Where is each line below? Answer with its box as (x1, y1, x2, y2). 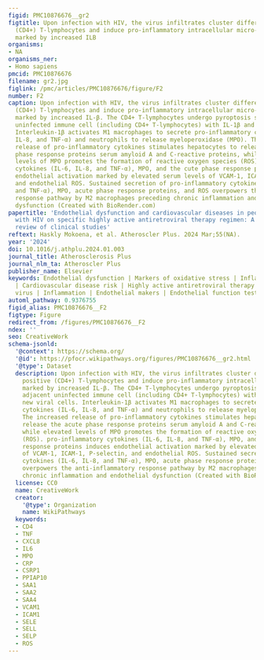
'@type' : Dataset (15, 362, 72, 370)
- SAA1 (15, 581, 37, 589)
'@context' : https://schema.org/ (15, 347, 125, 356)
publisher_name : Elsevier (8, 267, 93, 275)
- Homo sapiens (8, 63, 58, 71)
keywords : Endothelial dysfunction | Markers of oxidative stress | (8, 274, 237, 283)
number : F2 (8, 92, 44, 100)
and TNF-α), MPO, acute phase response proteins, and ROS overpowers (15, 186, 247, 195)
